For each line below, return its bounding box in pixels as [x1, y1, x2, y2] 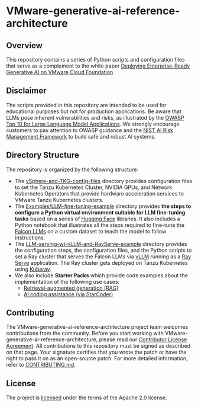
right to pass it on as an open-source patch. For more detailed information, [6, 355, 188, 362]
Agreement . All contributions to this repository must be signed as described [6, 342, 191, 350]
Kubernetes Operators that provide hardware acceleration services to [14, 190, 184, 197]
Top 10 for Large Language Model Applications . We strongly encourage [6, 120, 180, 127]
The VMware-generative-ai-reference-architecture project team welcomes [6, 323, 189, 331]
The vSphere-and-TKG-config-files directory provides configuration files [14, 177, 193, 184]
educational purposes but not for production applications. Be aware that [6, 108, 182, 115]
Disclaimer [6, 86, 47, 96]
